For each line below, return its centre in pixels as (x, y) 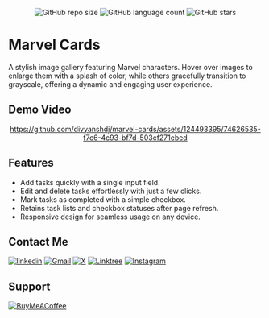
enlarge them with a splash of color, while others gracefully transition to (127, 76)
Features (31, 163)
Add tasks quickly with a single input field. (90, 182)
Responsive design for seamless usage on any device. (110, 217)
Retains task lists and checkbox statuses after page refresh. (119, 208)
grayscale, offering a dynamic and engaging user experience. (110, 84)
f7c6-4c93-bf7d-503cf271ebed (135, 138)
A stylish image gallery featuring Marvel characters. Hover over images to (131, 67)
